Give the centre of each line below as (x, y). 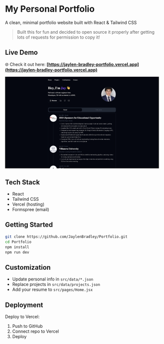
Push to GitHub (27, 326)
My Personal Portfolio (50, 9)
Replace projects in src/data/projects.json (56, 284)
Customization (28, 267)
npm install (17, 247)
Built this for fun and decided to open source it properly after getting (86, 32)
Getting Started (29, 225)
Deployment (24, 305)
